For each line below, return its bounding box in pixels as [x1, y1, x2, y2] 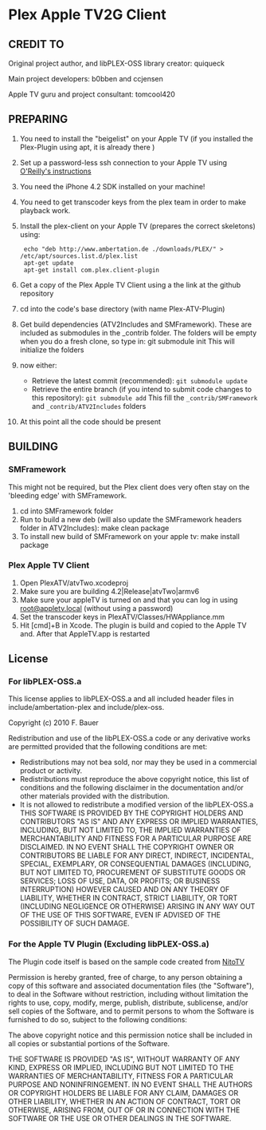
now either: [19, 360, 57, 370]
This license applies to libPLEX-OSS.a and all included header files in [8, 694, 234, 704]
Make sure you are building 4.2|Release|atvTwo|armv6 [19, 586, 200, 596]
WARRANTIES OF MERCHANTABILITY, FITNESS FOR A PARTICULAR [8, 1071, 233, 1080]
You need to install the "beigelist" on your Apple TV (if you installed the [19, 133, 253, 143]
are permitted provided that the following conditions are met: [8, 742, 208, 751]
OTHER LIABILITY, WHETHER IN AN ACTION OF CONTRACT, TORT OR [8, 1096, 241, 1106]
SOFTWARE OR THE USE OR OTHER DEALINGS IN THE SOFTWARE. [8, 1113, 232, 1123]
